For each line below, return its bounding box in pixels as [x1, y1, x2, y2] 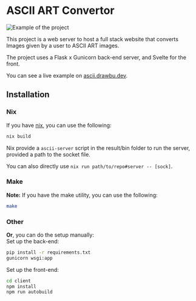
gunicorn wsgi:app [6, 255, 53, 261]
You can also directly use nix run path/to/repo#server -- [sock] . [6, 162, 173, 170]
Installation [6, 89, 50, 100]
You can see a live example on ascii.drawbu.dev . [6, 72, 128, 79]
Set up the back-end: [6, 237, 59, 245]
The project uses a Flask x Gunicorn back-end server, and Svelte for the [6, 53, 187, 61]
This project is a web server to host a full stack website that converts [6, 35, 179, 42]
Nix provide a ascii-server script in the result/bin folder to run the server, [6, 144, 191, 152]
